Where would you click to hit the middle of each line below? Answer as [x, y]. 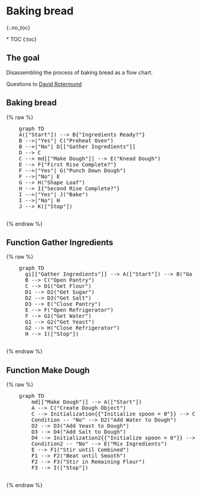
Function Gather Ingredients [60, 243]
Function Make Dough [48, 370]
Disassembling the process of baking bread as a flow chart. [80, 72]
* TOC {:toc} [22, 39]
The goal [23, 58]
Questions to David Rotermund [44, 84]
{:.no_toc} [18, 28]
